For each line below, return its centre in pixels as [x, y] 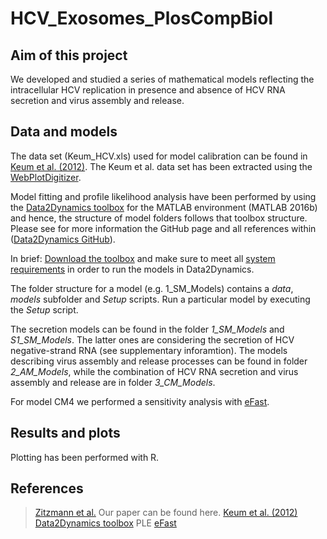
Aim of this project [69, 55]
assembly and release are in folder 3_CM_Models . [113, 382]
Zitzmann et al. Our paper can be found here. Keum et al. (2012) [166, 513]
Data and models [64, 132]
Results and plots [65, 433]
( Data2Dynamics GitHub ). [63, 239]
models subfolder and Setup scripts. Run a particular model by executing [160, 299]
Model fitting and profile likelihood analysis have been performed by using [163, 196]
